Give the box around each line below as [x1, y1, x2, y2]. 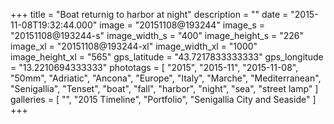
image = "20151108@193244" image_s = [99, 19, 266, 31]
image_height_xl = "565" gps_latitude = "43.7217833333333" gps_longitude [10, 51, 324, 63]
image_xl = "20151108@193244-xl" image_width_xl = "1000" [10, 40, 258, 52]
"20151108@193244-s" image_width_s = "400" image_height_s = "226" [10, 30, 304, 41]
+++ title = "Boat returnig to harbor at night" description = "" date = [10, 9, 289, 20]
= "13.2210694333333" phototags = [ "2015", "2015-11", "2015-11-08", [10, 62, 299, 73]
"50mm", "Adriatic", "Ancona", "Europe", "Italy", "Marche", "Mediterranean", [10, 72, 322, 84]
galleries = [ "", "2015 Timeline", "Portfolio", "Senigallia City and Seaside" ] [10, 94, 317, 105]
